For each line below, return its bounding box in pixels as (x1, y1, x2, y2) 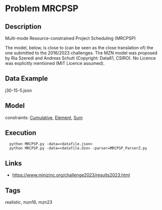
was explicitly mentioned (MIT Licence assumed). (5, 61, 105, 66)
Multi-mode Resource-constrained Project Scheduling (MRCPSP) (5, 35, 136, 41)
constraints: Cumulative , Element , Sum (5, 114, 83, 120)
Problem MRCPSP (5, 3, 79, 14)
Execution (5, 129, 37, 137)
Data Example (5, 74, 48, 83)
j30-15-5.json (5, 87, 32, 93)
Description (5, 22, 41, 31)
